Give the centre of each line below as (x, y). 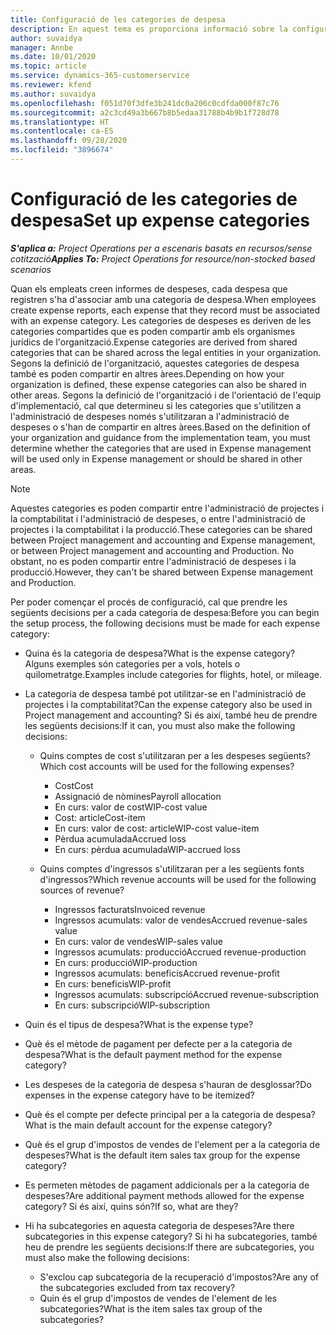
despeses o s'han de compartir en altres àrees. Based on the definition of (160, 427)
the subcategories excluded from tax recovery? (137, 1287)
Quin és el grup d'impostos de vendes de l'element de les (158, 1298)
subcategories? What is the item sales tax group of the (151, 1308)
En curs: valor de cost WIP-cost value (131, 807)
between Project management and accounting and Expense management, (163, 540)
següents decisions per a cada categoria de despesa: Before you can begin (165, 612)
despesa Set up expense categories (160, 220)
